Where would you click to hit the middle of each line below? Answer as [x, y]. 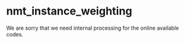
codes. [15, 34]
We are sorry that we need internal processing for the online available [92, 28]
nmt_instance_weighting [69, 11]
